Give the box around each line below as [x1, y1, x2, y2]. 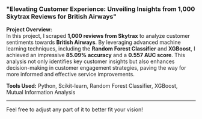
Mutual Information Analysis [6, 89, 76, 96]
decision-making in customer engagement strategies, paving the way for [6, 64, 186, 72]
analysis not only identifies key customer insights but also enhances [6, 58, 175, 65]
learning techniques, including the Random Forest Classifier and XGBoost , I [6, 45, 195, 52]
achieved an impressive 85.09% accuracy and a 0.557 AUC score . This [6, 52, 185, 59]
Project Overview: [6, 26, 52, 33]
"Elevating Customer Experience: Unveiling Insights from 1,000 [6, 5, 195, 13]
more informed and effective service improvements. [6, 71, 135, 78]
